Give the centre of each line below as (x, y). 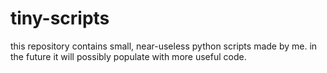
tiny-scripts (60, 18)
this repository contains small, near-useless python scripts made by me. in (164, 46)
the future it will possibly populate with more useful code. (128, 56)
